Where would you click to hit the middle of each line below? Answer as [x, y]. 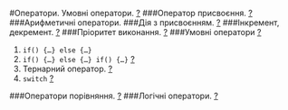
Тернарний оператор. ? [67, 69]
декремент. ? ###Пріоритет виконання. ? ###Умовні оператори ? [135, 32]
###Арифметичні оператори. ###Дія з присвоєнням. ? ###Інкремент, [144, 23]
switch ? [38, 78]
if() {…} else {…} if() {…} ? [79, 59]
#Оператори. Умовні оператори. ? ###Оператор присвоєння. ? [131, 13]
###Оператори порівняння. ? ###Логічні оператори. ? [114, 96]
